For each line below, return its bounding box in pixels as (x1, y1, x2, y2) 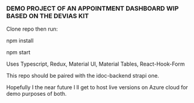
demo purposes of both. (6, 90, 67, 98)
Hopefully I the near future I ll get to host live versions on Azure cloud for (6, 84, 189, 91)
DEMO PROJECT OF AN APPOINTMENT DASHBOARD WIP (6, 4, 179, 13)
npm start (6, 49, 31, 56)
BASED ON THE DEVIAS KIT (6, 11, 89, 20)
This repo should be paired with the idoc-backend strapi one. (6, 72, 159, 80)
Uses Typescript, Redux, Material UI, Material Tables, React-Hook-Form (6, 60, 185, 67)
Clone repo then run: (6, 25, 58, 33)
